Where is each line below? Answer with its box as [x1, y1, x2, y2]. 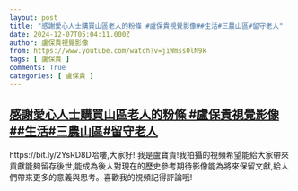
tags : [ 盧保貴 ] [9, 55, 70, 64]
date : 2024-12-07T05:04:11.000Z [9, 30, 130, 39]
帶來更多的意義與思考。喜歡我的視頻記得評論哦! [16, 171, 193, 182]
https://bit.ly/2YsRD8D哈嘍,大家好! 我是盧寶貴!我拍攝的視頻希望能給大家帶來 [9, 149, 290, 160]
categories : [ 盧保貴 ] [9, 72, 94, 81]
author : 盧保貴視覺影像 [9, 38, 89, 48]
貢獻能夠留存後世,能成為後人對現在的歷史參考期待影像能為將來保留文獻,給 [9, 161, 282, 171]
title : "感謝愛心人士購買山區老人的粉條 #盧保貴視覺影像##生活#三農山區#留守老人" [9, 22, 284, 30]
